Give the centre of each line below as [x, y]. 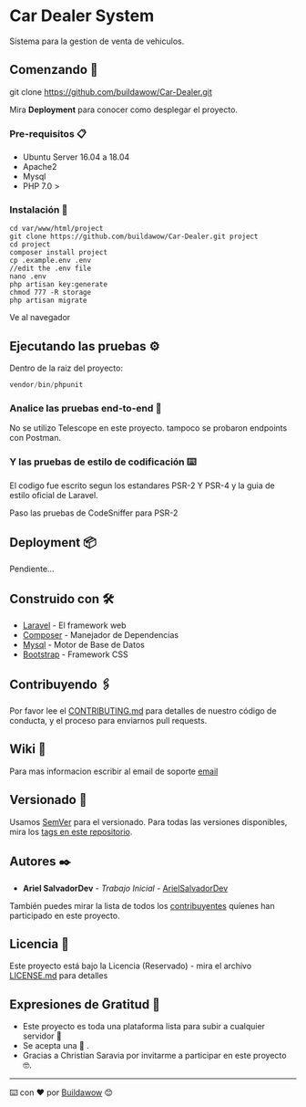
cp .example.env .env [51, 261]
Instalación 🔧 [39, 209]
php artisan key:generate [58, 285]
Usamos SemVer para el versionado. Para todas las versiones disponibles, [148, 821]
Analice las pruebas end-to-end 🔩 [86, 408]
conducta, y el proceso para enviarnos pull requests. [108, 721]
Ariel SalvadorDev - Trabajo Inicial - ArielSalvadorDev [125, 888]
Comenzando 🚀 [54, 70]
